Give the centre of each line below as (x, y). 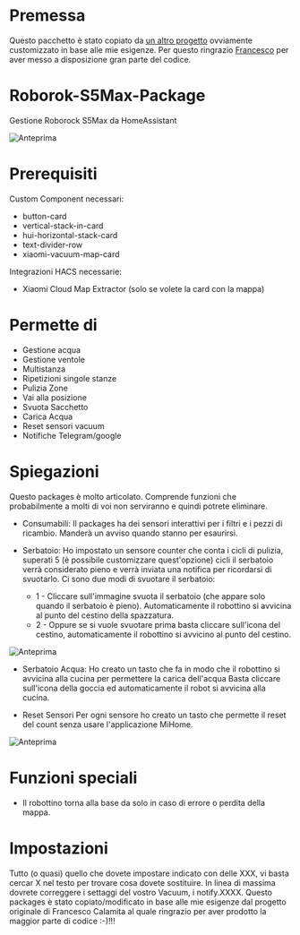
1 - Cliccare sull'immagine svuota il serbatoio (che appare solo (150, 596)
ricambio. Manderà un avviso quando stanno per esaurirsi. (130, 533)
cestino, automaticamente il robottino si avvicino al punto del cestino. (163, 634)
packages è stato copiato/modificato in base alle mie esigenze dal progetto (148, 902)
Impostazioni (59, 848)
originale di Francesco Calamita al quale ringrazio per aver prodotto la (138, 911)
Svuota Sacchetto (55, 407)
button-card (44, 216)
